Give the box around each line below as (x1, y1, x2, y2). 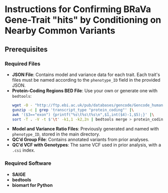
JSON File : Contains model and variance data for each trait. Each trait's (12, 72, 160, 78)
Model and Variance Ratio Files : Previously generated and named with (12, 126, 159, 132)
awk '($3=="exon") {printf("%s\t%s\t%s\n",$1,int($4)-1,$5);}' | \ (12, 112, 154, 117)
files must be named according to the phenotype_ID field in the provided (12, 77, 160, 83)
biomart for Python (12, 182, 53, 188)
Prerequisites (5, 45, 48, 53)
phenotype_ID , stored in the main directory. (12, 131, 100, 137)
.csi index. (12, 147, 36, 153)
